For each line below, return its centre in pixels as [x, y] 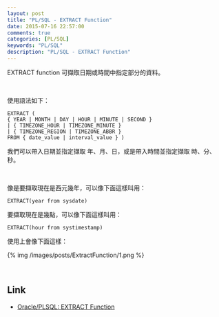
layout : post [26, 13]
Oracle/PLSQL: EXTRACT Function [66, 307]
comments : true [29, 33]
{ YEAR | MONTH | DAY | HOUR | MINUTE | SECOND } [80, 119]
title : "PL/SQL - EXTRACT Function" [60, 20]
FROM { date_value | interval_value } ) [66, 137]
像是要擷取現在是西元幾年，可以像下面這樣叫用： [76, 187]
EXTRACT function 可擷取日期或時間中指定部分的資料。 [86, 72]
